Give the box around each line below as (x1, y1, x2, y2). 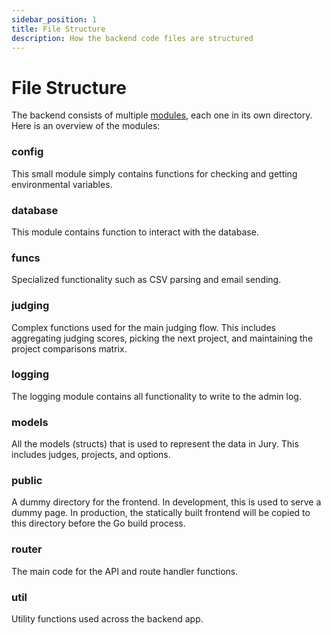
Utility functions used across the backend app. (11, 612, 204, 625)
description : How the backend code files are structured (11, 33, 254, 43)
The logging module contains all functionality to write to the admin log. (11, 390, 302, 402)
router (11, 542, 43, 556)
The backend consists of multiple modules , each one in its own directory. (11, 109, 313, 121)
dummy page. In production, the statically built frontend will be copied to (11, 507, 311, 519)
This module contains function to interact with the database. (11, 226, 259, 238)
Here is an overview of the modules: (11, 120, 161, 132)
